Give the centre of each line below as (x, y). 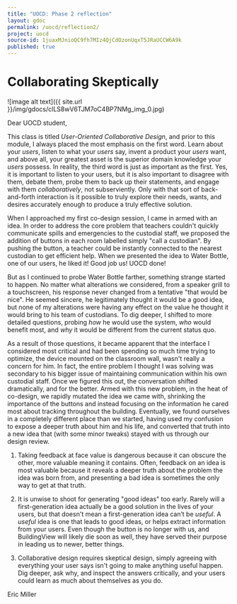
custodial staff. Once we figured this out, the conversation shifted (103, 381)
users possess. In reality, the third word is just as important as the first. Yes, (117, 167)
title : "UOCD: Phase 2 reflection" (60, 14)
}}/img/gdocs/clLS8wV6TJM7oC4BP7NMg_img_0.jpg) (86, 109)
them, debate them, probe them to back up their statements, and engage (113, 181)
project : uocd (28, 34)
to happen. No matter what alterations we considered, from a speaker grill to (118, 284)
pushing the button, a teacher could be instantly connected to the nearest (115, 248)
